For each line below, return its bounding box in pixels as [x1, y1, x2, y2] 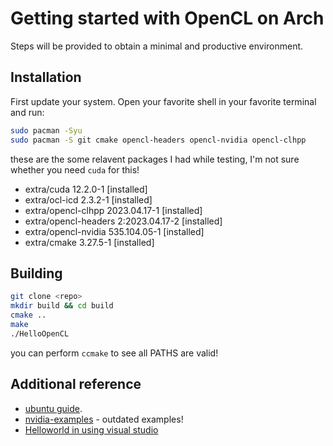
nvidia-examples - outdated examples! [24, 413, 184, 425]
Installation [10, 69, 82, 86]
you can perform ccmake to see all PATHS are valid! [10, 347, 219, 359]
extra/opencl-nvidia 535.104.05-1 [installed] [24, 225, 205, 237]
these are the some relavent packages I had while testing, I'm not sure [10, 153, 300, 165]
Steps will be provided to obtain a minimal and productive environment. [10, 40, 304, 52]
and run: [10, 106, 45, 118]
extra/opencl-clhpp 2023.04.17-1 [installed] [24, 204, 203, 216]
